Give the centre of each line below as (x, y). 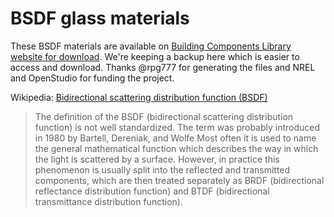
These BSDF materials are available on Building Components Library (151, 46)
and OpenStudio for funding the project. (92, 78)
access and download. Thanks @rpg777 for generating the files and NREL (163, 67)
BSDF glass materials (100, 18)
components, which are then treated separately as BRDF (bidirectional (179, 180)
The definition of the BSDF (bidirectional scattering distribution (164, 116)
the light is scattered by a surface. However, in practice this (157, 159)
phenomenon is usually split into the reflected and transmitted (162, 169)
